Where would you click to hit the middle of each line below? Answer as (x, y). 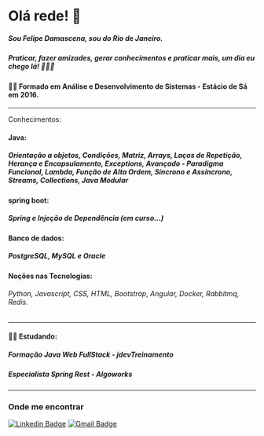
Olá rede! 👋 (45, 16)
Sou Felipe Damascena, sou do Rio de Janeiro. (86, 38)
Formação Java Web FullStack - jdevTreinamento (91, 355)
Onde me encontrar (46, 406)
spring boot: (29, 200)
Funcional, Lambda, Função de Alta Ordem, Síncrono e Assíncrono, (121, 172)
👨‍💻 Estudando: (33, 336)
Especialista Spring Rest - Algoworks (70, 374)
